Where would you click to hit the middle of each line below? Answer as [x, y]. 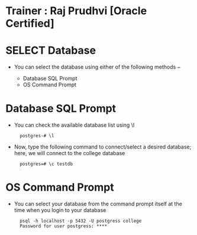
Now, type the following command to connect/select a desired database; [103, 147]
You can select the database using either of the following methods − [97, 67]
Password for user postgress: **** [64, 226]
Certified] [30, 23]
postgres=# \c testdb [46, 164]
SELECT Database [51, 51]
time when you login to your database [60, 210]
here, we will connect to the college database [70, 153]
